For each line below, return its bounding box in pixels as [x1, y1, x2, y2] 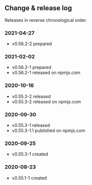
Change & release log [4, 4, 72, 12]
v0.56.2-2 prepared [11, 41, 52, 47]
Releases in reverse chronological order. [4, 17, 88, 23]
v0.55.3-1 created [11, 151, 48, 157]
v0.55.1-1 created [11, 175, 47, 181]
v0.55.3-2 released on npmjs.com [11, 99, 81, 105]
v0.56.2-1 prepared [11, 64, 52, 70]
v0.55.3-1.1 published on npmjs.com [11, 127, 86, 133]
